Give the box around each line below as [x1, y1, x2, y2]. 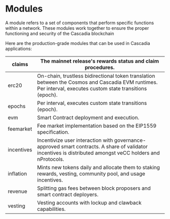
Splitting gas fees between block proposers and [37, 185, 151, 192]
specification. [37, 128, 69, 135]
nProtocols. [37, 155, 64, 162]
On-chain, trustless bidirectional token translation [37, 72, 155, 79]
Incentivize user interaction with [37, 137, 113, 144]
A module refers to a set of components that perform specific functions [5, 20, 154, 26]
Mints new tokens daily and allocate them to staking [37, 163, 160, 171]
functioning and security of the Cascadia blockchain [5, 30, 114, 36]
